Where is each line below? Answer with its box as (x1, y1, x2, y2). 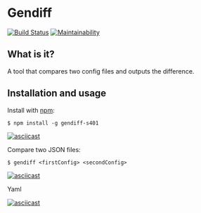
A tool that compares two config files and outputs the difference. (7, 67, 195, 75)
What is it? (7, 48, 55, 60)
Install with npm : (7, 106, 55, 114)
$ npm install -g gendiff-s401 (7, 119, 99, 127)
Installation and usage (7, 88, 107, 99)
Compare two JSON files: (7, 145, 81, 153)
